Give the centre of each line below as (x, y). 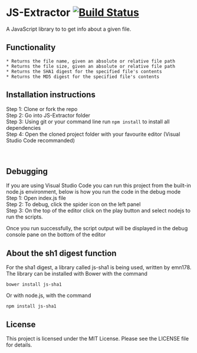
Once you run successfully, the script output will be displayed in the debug (97, 228)
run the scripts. (24, 217)
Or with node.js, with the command (49, 296)
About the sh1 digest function (61, 253)
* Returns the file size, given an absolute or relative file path (91, 66)
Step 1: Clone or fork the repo (42, 109)
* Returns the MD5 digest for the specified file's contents (83, 77)
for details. (19, 345)
